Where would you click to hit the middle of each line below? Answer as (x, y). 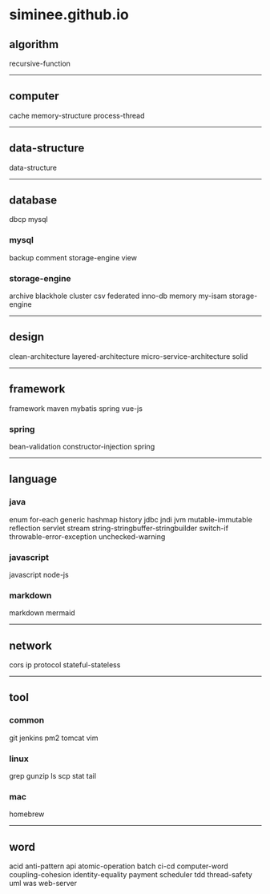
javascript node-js (39, 574)
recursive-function (40, 63)
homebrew (27, 814)
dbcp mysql (28, 219)
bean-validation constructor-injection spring (82, 446)
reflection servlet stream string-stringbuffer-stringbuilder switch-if (119, 528)
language (33, 479)
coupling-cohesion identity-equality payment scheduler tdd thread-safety (131, 875)
